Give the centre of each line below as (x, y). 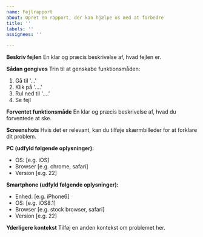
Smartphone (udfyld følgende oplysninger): (63, 185)
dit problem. (21, 137)
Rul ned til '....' (32, 94)
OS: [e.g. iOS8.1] (35, 203)
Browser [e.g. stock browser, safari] (60, 210)
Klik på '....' (28, 87)
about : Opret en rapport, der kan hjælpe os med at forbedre (85, 18)
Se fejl (23, 100)
